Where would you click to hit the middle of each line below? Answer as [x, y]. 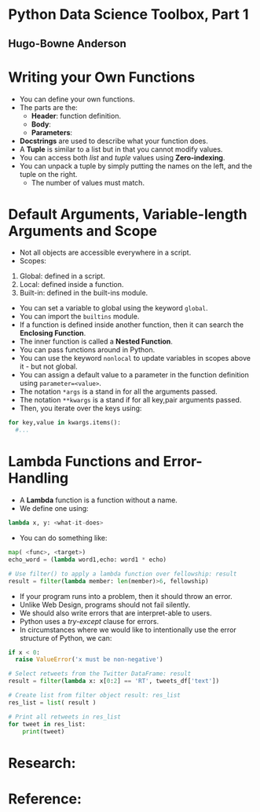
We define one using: [54, 509]
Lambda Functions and [84, 462]
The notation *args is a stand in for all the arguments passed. [118, 391]
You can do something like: [63, 538]
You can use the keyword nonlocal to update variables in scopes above [135, 358]
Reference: [45, 799]
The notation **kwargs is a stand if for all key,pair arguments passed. [130, 400]
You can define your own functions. [77, 99]
